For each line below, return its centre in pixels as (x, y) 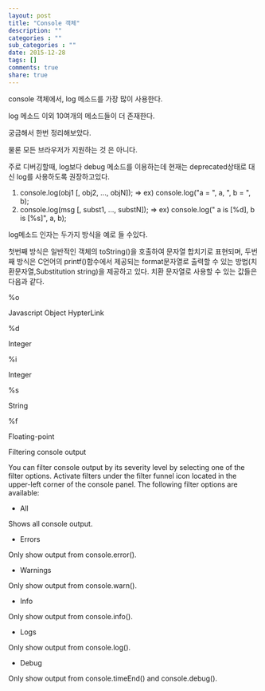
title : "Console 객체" (44, 23)
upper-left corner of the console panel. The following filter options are (123, 484)
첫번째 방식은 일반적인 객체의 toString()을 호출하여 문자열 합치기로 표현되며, (126, 251)
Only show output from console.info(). (70, 616)
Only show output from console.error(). (72, 555)
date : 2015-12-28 (37, 53)
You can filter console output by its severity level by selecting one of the (127, 467)
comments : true (33, 68)
